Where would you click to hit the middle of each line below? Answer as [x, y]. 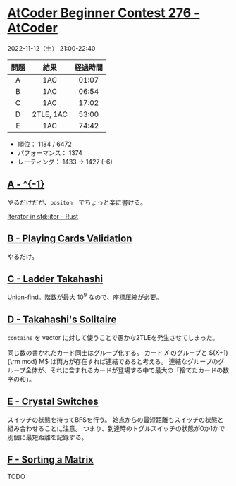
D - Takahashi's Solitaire [62, 320]
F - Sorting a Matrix [50, 460]
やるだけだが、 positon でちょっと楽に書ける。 [77, 202]
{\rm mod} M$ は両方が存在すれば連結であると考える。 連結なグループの [113, 361]
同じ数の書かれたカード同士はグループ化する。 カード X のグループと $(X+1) [118, 352]
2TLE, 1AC [50, 114]
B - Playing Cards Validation [70, 239]
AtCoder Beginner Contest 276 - [104, 13]
